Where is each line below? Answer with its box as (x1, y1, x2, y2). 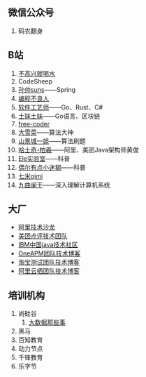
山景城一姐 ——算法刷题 (17, 136, 86, 145)
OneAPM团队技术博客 (17, 249, 81, 258)
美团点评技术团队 (17, 232, 68, 240)
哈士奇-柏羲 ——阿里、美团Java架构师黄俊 (17, 145, 139, 154)
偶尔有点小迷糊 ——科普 (17, 163, 86, 171)
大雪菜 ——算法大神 (17, 128, 74, 136)
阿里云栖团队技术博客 (17, 267, 80, 275)
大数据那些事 (28, 318, 66, 326)
